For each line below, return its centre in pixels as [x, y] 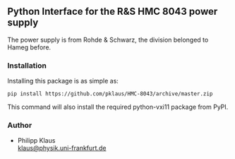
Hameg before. [29, 47]
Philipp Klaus [36, 141]
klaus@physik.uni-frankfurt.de [62, 148]
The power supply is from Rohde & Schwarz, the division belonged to [108, 40]
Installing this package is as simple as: [63, 81]
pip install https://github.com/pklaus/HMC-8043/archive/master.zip [110, 94]
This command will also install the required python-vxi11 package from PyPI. [118, 107]
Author [20, 125]
